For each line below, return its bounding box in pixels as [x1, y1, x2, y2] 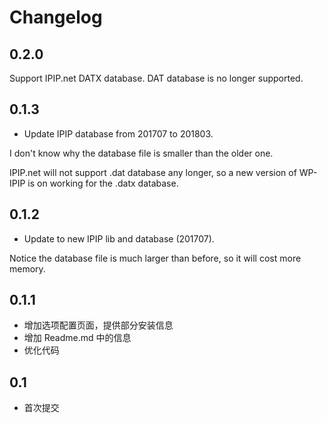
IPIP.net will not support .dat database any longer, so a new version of [9, 166, 297, 178]
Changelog [9, 6, 103, 29]
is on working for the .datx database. [27, 177, 179, 189]
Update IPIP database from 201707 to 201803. [23, 127, 214, 140]
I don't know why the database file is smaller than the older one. [9, 147, 274, 159]
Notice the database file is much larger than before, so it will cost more [9, 252, 302, 264]
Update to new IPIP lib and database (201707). [23, 232, 215, 245]
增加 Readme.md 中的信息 [23, 332, 132, 344]
